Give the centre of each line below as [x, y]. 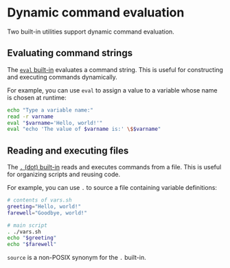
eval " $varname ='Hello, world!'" [55, 123]
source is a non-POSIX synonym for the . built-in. [77, 258]
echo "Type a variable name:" [50, 110]
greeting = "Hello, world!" [44, 206]
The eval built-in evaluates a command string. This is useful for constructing [115, 69]
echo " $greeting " [32, 238]
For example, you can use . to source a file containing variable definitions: [112, 188]
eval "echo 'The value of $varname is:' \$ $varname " [84, 129]
